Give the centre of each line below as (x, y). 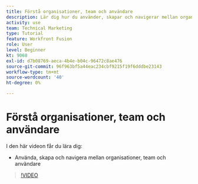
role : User (19, 45)
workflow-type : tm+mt (33, 72)
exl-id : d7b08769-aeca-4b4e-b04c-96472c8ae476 (64, 61)
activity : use (24, 22)
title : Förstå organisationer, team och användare (70, 11)
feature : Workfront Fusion (39, 39)
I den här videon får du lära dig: (44, 146)
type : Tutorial (25, 34)
